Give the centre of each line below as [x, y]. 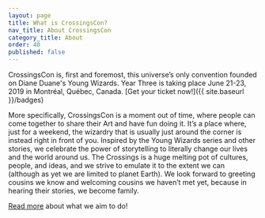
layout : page [30, 15]
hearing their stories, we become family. [74, 191]
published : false [37, 52]
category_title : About [45, 38]
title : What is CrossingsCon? [58, 23]
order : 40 [25, 45]
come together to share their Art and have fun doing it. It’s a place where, [127, 124]
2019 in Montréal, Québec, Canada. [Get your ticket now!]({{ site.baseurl [126, 91]
